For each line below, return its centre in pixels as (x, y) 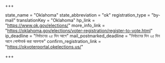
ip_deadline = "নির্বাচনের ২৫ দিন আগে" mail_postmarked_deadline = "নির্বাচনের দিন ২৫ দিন (82, 36)
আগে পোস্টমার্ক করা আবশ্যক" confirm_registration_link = (53, 41)
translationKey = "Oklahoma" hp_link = (56, 20)
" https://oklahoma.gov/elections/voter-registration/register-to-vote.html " (79, 31)
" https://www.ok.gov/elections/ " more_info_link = (55, 25)
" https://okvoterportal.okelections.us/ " (44, 47)
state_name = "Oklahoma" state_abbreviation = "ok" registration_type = (78, 15)
